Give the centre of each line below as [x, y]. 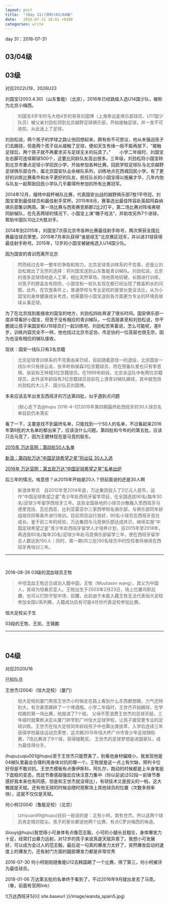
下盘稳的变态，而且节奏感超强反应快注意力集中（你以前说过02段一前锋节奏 [83, 775]
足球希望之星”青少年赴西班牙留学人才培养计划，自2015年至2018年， [93, 528]
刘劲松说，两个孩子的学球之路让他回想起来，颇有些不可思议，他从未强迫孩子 [84, 140]
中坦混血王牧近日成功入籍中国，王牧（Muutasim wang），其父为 [83, 583]
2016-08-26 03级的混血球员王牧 [39, 572]
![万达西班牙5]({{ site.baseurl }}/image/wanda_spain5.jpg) [65, 896]
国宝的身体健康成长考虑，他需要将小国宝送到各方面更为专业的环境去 [88, 296]
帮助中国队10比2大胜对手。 [33, 220]
